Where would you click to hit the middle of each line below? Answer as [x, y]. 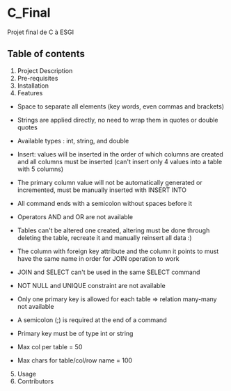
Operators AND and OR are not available [75, 216]
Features [30, 93]
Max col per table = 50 [50, 346]
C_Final [29, 13]
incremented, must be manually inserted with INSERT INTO [102, 190]
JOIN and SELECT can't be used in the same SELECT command [109, 272]
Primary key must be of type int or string [75, 333]
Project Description [45, 70]
